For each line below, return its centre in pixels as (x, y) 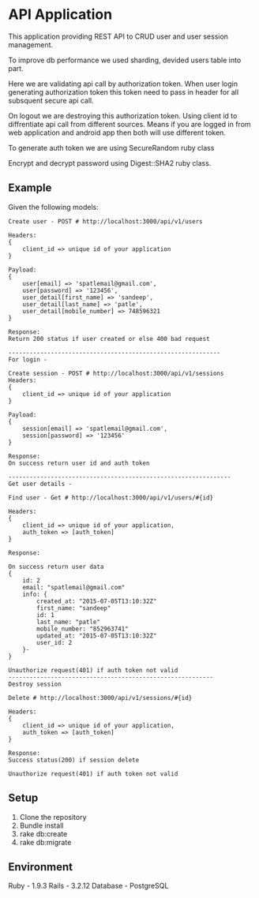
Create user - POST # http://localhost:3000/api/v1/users (105, 221)
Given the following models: (53, 207)
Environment (41, 867)
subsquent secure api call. (51, 100)
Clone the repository (53, 817)
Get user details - (40, 484)
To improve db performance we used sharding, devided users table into (125, 60)
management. (31, 44)
